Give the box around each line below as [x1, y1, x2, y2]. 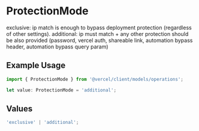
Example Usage [6, 60, 66, 71]
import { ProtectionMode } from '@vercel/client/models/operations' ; [6, 76, 184, 82]
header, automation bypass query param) [6, 43, 109, 50]
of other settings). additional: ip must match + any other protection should [6, 30, 189, 37]
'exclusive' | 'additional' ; [6, 120, 79, 126]
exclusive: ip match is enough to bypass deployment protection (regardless [6, 24, 192, 31]
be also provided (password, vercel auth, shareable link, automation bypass [6, 36, 193, 44]
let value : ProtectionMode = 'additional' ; [6, 87, 117, 93]
